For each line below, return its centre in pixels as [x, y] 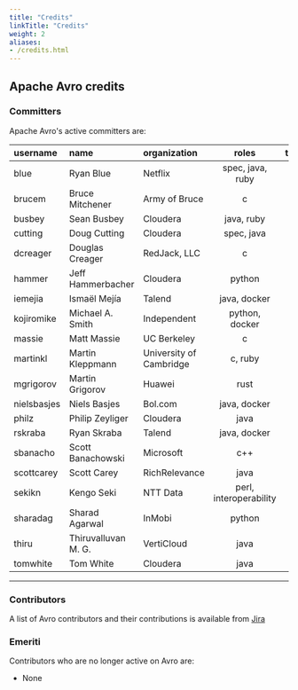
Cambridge [166, 364]
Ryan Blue [90, 173]
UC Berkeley [169, 338]
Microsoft [163, 452]
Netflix [157, 173]
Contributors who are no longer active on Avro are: [102, 661]
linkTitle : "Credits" [49, 26]
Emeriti [25, 642]
